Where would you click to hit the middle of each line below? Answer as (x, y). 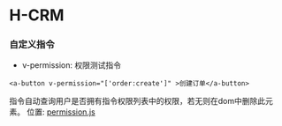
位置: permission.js (61, 112)
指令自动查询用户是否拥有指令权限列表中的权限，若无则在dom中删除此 (137, 101)
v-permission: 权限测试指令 (72, 65)
